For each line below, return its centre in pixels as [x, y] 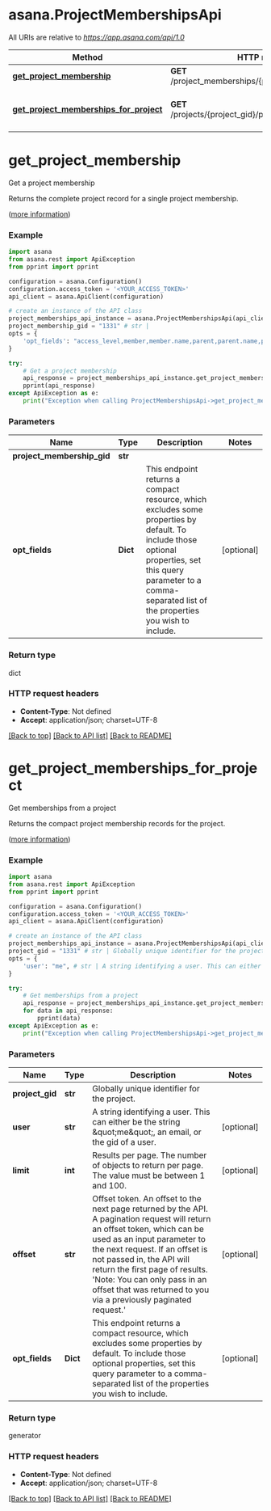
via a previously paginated [142, 1299]
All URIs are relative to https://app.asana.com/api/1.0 [97, 37]
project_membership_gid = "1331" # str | [79, 326]
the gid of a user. [124, 1142]
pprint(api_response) [59, 386]
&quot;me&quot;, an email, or [147, 1132]
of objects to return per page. [148, 1165]
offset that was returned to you [151, 1289]
